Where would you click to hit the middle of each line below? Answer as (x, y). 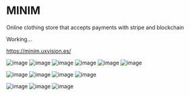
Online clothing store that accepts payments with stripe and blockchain (95, 27)
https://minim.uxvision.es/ (39, 51)
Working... (19, 39)
